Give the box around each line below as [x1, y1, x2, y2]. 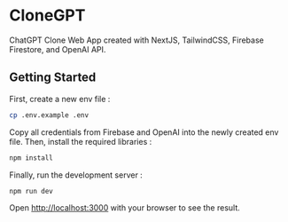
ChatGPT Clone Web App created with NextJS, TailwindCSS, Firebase [9, 35, 264, 45]
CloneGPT [9, 5, 86, 26]
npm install [9, 153, 53, 163]
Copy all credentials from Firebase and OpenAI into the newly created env [9, 126, 279, 138]
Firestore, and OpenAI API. [9, 44, 106, 54]
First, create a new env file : [9, 93, 111, 104]
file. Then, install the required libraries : [9, 136, 152, 147]
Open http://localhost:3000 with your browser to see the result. [9, 202, 241, 213]
